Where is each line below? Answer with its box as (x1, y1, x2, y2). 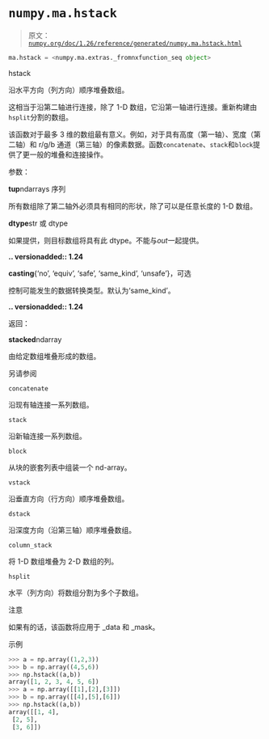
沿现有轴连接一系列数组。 (8, 399, 94, 409)
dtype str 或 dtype (8, 218, 69, 228)
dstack (8, 509, 31, 518)
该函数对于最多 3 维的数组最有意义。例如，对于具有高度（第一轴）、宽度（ (8, 129, 254, 139)
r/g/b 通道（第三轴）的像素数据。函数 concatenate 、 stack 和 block (38, 139, 254, 149)
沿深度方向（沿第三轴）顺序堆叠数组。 (8, 525, 136, 534)
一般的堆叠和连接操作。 (29, 150, 107, 159)
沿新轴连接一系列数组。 (8, 431, 86, 441)
